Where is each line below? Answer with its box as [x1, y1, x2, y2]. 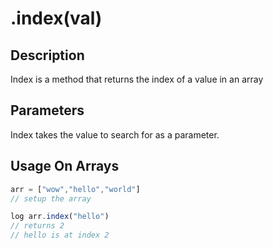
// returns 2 [10, 221, 65, 231]
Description [10, 47, 85, 64]
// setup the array [10, 193, 92, 204]
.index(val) [10, 7, 103, 30]
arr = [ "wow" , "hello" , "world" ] [10, 184, 141, 194]
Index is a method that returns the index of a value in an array [10, 73, 264, 85]
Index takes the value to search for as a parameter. [10, 128, 220, 141]
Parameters [10, 102, 85, 119]
